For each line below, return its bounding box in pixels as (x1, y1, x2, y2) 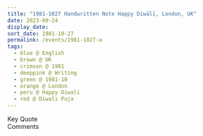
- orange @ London (13, 82, 68, 89)
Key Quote (7, 115, 38, 123)
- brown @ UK (13, 56, 52, 63)
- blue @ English (13, 50, 65, 57)
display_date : (7, 23, 49, 30)
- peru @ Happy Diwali (13, 89, 80, 96)
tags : (7, 43, 23, 50)
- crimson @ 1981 (13, 63, 65, 70)
